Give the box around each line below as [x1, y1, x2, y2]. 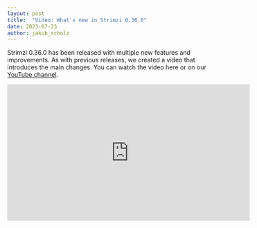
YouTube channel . [7, 71, 59, 79]
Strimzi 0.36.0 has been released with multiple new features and [7, 49, 190, 57]
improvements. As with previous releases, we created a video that [7, 56, 195, 64]
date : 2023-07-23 [7, 23, 57, 30]
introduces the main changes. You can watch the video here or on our [7, 63, 206, 71]
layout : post [7, 10, 45, 17]
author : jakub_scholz [7, 29, 70, 37]
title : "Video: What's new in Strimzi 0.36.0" [7, 17, 148, 24]
